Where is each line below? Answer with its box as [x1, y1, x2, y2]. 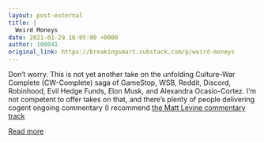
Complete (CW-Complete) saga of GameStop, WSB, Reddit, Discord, [8, 78, 232, 87]
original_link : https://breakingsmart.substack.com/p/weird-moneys [8, 48, 236, 56]
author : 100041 [8, 41, 58, 49]
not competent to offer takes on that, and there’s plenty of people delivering [8, 95, 255, 104]
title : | [8, 19, 37, 27]
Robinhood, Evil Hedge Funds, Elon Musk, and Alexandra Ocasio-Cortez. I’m [8, 86, 257, 95]
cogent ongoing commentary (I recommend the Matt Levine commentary [8, 103, 247, 112]
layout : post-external [8, 11, 83, 20]
